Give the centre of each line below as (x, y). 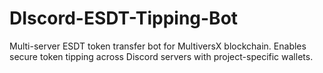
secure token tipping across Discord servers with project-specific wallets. (161, 56)
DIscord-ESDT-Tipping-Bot (124, 18)
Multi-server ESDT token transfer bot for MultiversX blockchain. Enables (158, 46)
